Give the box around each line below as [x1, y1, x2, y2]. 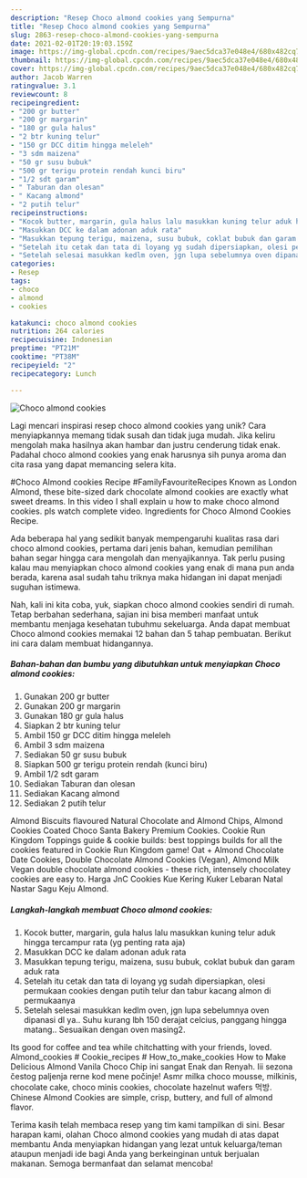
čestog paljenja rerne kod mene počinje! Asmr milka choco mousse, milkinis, [10, 1071, 298, 1082]
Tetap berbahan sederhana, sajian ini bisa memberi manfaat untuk [10, 609, 259, 620]
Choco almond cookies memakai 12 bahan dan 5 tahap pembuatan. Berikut [10, 628, 292, 639]
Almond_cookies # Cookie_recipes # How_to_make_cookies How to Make [10, 1051, 286, 1063]
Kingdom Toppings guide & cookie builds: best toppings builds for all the [10, 835, 283, 846]
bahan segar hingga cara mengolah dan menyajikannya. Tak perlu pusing [10, 552, 286, 563]
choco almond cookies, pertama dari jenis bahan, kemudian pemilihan [10, 542, 273, 553]
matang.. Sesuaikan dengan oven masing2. [23, 1024, 186, 1036]
